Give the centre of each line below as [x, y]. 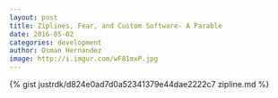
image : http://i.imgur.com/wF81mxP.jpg [84, 59]
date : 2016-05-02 [42, 34]
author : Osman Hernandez [56, 51]
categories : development [56, 42]
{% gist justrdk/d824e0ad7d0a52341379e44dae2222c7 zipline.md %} [139, 84]
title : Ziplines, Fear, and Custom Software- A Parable [116, 26]
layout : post [34, 17]
